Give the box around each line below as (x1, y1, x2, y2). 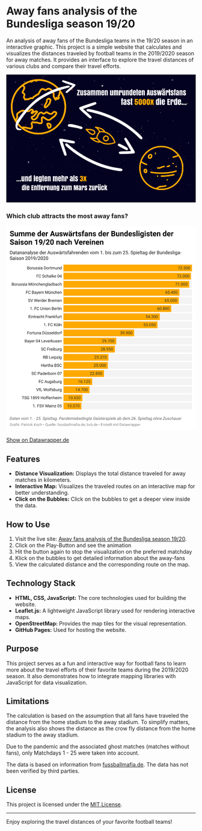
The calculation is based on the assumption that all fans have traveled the (6, 712, 189, 720)
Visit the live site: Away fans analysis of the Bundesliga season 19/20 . (14, 536, 187, 543)
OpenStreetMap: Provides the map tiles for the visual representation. (14, 620, 187, 627)
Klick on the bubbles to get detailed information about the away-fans (14, 555, 185, 562)
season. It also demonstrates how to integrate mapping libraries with (6, 672, 176, 679)
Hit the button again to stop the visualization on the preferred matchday (14, 548, 192, 555)
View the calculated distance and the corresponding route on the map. (14, 561, 190, 568)
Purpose (6, 644, 39, 654)
